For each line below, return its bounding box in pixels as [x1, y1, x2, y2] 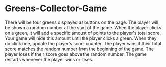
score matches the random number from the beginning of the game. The [5, 46, 154, 52]
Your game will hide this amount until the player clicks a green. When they [5, 35, 157, 41]
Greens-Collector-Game [5, 3, 107, 14]
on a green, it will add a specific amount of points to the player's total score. [5, 30, 161, 36]
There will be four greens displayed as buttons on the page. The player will [5, 19, 158, 25]
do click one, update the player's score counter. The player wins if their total [5, 40, 162, 46]
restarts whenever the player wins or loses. [5, 56, 93, 62]
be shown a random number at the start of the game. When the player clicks [5, 24, 162, 30]
